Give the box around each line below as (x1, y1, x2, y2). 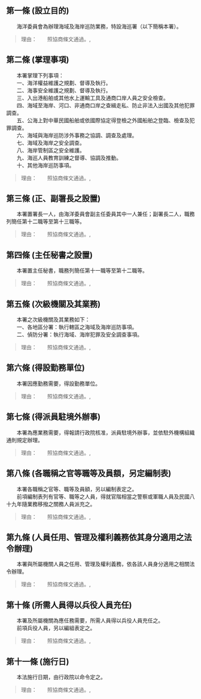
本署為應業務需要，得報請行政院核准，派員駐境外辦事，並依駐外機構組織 (16, 429, 195, 436)
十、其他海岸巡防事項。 (16, 161, 75, 169)
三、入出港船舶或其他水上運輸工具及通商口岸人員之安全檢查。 (16, 94, 169, 101)
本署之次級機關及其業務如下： (16, 316, 90, 323)
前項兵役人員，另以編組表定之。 (16, 625, 96, 632)
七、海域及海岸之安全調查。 (16, 139, 85, 146)
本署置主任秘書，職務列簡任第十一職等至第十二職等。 (16, 267, 148, 274)
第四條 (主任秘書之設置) (6, 250, 93, 260)
